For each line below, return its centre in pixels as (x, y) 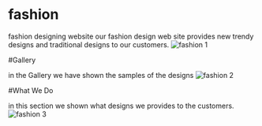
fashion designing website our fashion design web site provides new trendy (131, 36)
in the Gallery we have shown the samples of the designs (101, 75)
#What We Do (31, 90)
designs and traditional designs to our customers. (89, 44)
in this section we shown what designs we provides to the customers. (121, 106)
